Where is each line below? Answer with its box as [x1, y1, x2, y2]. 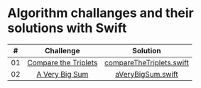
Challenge [45, 45, 80, 55]
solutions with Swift [7, 20, 127, 36]
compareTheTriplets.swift [104, 57, 190, 67]
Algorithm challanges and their [7, 5, 194, 21]
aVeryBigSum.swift [114, 69, 179, 79]
